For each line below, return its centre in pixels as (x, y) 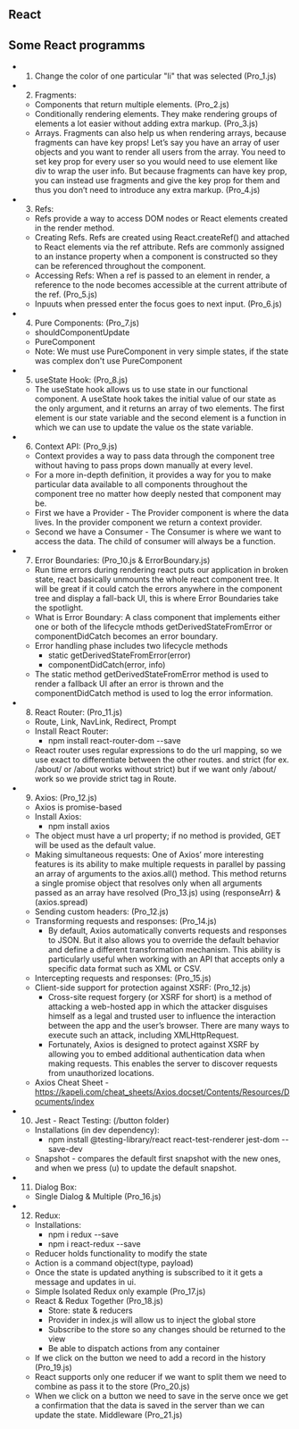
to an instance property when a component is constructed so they (156, 256)
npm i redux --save (83, 1235)
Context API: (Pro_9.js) (76, 447)
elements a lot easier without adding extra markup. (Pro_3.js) (146, 123)
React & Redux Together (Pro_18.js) (99, 1301)
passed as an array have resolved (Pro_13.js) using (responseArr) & (158, 893)
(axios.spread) (61, 903)
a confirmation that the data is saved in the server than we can (149, 1406)
